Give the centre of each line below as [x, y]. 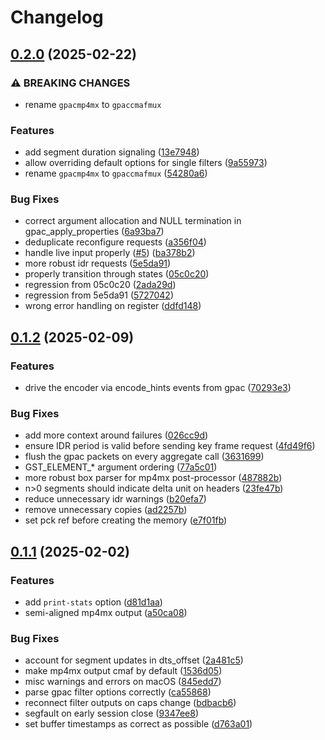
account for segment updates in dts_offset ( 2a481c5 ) [134, 660]
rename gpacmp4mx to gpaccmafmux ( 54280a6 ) [116, 173]
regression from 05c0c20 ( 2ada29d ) [100, 285]
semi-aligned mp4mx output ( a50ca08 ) [106, 613]
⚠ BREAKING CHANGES [70, 83]
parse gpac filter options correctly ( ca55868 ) [118, 692]
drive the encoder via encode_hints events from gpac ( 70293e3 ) [158, 388]
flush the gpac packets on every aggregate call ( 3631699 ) [144, 457]
